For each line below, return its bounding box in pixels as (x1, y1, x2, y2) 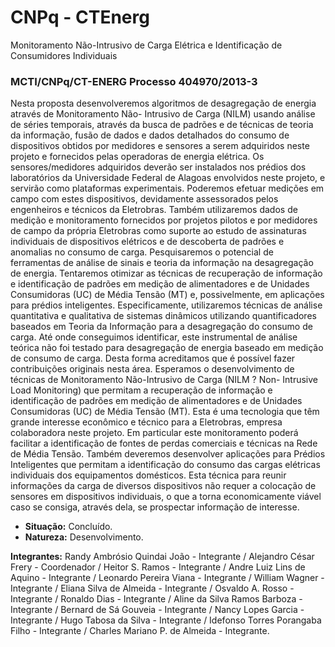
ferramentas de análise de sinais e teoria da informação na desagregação (10, 257, 314, 269)
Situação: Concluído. (24, 521, 113, 533)
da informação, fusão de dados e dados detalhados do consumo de (10, 129, 290, 141)
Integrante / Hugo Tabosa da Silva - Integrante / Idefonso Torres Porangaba (10, 614, 322, 626)
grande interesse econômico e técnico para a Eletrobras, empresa (10, 416, 283, 428)
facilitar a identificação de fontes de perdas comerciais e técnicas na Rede (10, 437, 318, 450)
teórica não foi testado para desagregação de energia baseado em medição (10, 342, 324, 354)
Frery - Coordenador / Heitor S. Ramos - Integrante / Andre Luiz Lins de (10, 561, 306, 573)
